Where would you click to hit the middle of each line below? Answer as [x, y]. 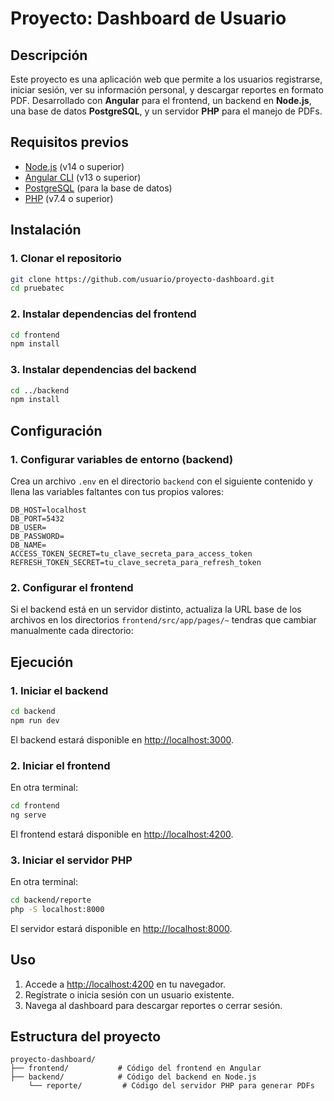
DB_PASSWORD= [37, 537]
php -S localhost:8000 [57, 909]
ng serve [28, 815]
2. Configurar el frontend [72, 587]
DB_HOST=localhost [48, 510]
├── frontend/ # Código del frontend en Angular [136, 1068]
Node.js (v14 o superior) [74, 166]
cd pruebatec [37, 288]
